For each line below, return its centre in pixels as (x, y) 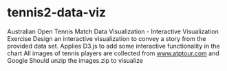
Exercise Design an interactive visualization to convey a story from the (107, 38)
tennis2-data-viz (57, 13)
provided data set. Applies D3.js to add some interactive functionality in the (113, 46)
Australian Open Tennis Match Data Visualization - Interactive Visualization (113, 31)
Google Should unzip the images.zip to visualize (75, 60)
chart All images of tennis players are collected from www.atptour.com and (113, 53)
